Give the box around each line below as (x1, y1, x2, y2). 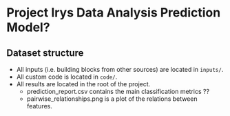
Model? (6, 19, 50, 35)
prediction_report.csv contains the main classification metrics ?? (26, 88, 210, 95)
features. (26, 102, 53, 110)
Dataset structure (6, 47, 84, 59)
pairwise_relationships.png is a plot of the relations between (26, 95, 198, 103)
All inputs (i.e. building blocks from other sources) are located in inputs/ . (16, 66, 224, 73)
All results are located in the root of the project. (16, 80, 151, 88)
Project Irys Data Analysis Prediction (6, 5, 221, 21)
